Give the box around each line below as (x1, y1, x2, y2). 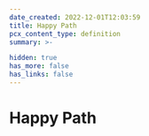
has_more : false (9, 62, 69, 71)
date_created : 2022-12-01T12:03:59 (9, 12, 141, 22)
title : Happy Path (9, 21, 77, 30)
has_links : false (9, 70, 74, 79)
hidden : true (9, 54, 58, 63)
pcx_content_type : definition (9, 29, 122, 38)
